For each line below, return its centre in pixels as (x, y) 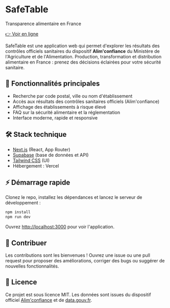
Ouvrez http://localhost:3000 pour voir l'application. (60, 227)
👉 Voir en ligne (22, 34)
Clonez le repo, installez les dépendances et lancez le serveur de (74, 197)
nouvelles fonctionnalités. (32, 266)
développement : (23, 203)
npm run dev (18, 217)
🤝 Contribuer (26, 243)
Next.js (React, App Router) (41, 149)
